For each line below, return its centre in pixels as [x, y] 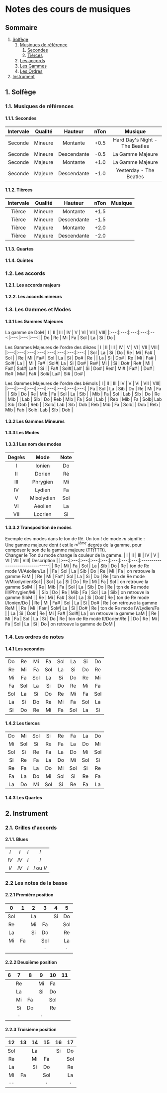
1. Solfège [21, 92]
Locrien [43, 514]
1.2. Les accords [25, 273]
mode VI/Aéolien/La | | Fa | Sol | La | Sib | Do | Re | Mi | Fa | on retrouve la [80, 571]
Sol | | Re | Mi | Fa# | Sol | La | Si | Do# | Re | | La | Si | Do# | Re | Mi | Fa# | [81, 358]
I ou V [40, 868]
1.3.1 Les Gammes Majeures [34, 321]
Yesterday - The [135, 170]
